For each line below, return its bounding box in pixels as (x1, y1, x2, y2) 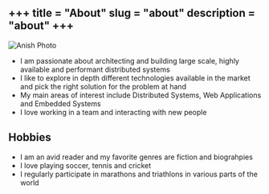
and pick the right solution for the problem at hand (19, 81, 187, 91)
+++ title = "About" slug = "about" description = (8, 6, 255, 20)
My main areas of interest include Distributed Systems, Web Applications (19, 90, 262, 100)
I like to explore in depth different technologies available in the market (19, 72, 251, 83)
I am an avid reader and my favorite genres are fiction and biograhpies (19, 152, 253, 162)
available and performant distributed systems (19, 64, 170, 74)
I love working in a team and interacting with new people (19, 107, 207, 117)
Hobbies (8, 130, 52, 144)
